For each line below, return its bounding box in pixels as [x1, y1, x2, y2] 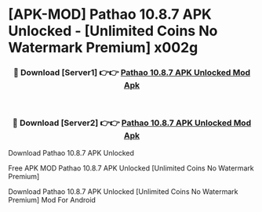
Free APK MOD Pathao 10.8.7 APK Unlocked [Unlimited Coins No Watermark [8, 163, 254, 173]
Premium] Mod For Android [8, 195, 96, 204]
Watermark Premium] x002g [8, 39, 198, 56]
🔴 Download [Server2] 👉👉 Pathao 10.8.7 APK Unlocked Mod [12, 117, 252, 128]
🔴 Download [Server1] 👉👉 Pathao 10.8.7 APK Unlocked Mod [13, 67, 251, 78]
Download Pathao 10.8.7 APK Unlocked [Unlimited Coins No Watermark [8, 186, 238, 196]
